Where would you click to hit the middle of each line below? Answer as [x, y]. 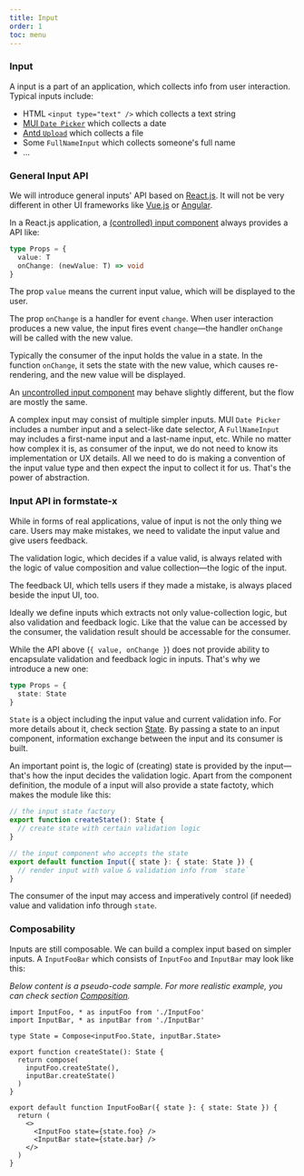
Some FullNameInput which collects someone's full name [129, 143]
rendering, [29, 375]
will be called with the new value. [71, 338]
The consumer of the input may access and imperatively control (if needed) [151, 896]
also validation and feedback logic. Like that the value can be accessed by [148, 622]
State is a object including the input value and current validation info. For [145, 719]
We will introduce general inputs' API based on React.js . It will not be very [147, 195]
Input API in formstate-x [64, 501]
